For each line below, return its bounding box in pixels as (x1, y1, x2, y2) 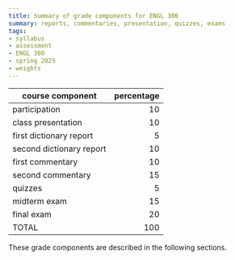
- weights (8, 65, 42, 73)
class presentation (12, 116, 82, 128)
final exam (12, 208, 52, 220)
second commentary (12, 169, 91, 180)
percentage (114, 90, 160, 101)
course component (22, 90, 97, 101)
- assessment (8, 42, 52, 50)
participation (12, 103, 61, 115)
